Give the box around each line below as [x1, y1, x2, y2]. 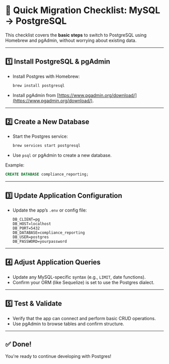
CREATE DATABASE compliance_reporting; [5, 172, 89, 177]
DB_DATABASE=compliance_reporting [12, 230, 85, 235]
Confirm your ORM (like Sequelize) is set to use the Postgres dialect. [12, 279, 155, 285]
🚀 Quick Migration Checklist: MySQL [5, 5, 160, 16]
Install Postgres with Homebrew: [12, 73, 80, 79]
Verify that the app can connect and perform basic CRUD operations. [12, 315, 156, 321]
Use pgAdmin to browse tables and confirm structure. [12, 321, 124, 327]
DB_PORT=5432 [12, 226, 40, 231]
